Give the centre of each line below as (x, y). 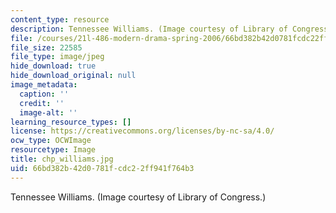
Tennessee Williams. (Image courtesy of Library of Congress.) (138, 197)
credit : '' (42, 103)
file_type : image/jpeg (57, 57)
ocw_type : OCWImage (51, 141)
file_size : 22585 (46, 47)
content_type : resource (60, 19)
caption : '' (44, 94)
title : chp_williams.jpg (62, 159)
